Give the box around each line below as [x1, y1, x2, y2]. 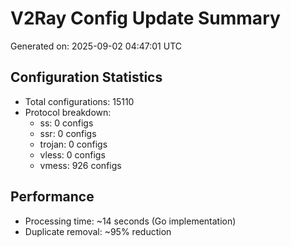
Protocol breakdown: [24, 106, 112, 118]
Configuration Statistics [10, 69, 163, 86]
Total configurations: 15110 [24, 95, 135, 107]
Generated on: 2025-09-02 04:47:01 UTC [10, 40, 183, 52]
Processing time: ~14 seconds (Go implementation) [24, 215, 237, 227]
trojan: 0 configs [39, 138, 108, 150]
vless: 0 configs [39, 148, 106, 161]
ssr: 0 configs [39, 127, 97, 139]
